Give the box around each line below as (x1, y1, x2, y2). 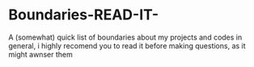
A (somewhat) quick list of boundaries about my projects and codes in (8, 32, 243, 42)
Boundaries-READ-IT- (8, 6, 159, 24)
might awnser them (8, 49, 73, 59)
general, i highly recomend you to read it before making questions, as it (8, 40, 246, 50)
